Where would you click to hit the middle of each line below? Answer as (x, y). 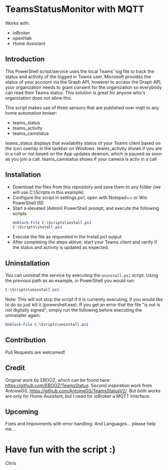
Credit (15, 368)
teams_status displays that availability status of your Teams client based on (83, 143)
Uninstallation (28, 263)
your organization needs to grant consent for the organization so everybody (83, 87)
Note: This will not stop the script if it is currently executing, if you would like (84, 299)
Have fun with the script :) (60, 449)
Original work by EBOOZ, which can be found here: (58, 380)
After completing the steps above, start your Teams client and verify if (85, 242)
